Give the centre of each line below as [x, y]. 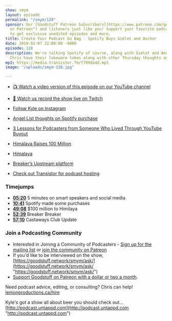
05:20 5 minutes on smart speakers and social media [69, 198]
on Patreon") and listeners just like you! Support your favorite [82, 29]
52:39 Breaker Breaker [37, 214]
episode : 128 [19, 48]
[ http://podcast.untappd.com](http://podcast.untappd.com [67, 308]
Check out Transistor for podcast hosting [56, 174]
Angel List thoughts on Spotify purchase [55, 118]
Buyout [20, 134]
